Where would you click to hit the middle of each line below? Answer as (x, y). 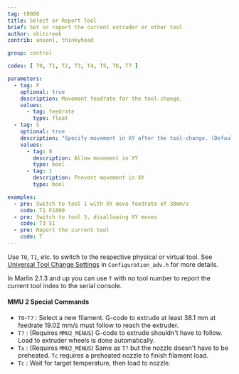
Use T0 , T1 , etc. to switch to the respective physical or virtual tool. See (110, 257)
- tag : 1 (39, 171)
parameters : (25, 79)
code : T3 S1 (38, 224)
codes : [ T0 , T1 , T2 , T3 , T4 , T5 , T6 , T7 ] (73, 66)
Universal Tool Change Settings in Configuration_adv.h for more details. (113, 264)
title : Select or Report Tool (52, 21)
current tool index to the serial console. (65, 285)
